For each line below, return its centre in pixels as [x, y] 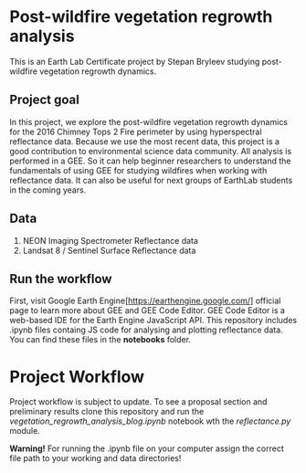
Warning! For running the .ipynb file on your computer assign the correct [147, 448]
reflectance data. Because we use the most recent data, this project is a [145, 141]
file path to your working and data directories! [95, 458]
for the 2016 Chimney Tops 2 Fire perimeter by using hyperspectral [136, 131]
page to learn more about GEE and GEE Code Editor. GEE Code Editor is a [148, 310]
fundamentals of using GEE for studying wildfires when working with [138, 170]
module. [25, 431]
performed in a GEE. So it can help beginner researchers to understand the [150, 161]
